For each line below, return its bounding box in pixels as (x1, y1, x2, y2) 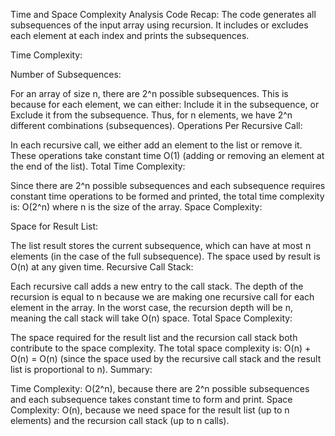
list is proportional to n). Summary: (10, 364, 153, 375)
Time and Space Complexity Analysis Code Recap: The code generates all (10, 9, 317, 20)
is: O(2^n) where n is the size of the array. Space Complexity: (10, 201, 263, 213)
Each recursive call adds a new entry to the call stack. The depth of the (10, 280, 304, 292)
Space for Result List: (10, 220, 99, 232)
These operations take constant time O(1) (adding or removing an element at (10, 150, 325, 161)
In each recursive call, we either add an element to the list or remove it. (10, 139, 303, 151)
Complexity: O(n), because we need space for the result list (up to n (10, 404, 290, 416)
